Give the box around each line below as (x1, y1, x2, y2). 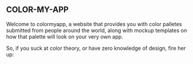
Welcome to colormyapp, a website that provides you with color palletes (6, 20, 182, 27)
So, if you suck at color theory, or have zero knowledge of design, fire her (6, 44, 186, 52)
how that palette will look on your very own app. (6, 33, 123, 40)
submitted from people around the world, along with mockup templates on (6, 27, 188, 34)
